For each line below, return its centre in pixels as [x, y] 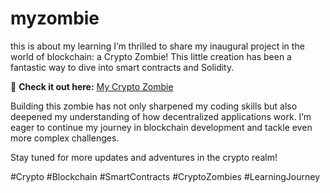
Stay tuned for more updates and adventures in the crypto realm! [144, 157]
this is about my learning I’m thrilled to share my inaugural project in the [157, 46]
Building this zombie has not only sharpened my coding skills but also [154, 106]
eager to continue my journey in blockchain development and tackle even [161, 127]
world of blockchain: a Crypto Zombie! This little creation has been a [151, 56]
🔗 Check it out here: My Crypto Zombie [92, 86]
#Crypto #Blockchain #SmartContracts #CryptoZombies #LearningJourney [165, 176]
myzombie [55, 18]
